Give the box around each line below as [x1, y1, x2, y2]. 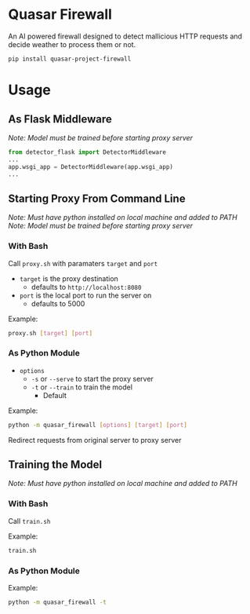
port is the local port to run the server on [19, 291, 152, 300]
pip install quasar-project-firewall [8, 55, 132, 63]
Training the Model [8, 458, 103, 471]
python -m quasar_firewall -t [8, 598, 107, 606]
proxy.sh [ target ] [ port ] [8, 329, 92, 337]
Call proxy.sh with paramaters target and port [8, 258, 158, 268]
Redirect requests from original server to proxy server [8, 435, 182, 444]
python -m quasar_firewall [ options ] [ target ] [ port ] [8, 421, 188, 429]
